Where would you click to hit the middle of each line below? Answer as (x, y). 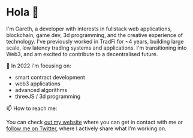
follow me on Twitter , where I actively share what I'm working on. (86, 128)
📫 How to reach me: (32, 108)
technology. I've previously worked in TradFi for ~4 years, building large (95, 41)
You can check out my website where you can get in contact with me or (95, 122)
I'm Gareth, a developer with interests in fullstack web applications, (89, 29)
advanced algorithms (41, 90)
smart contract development (50, 77)
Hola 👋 (22, 12)
